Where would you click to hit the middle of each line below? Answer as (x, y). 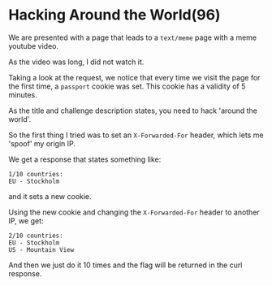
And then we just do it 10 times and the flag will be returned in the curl (125, 265)
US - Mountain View (41, 249)
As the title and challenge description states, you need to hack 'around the (133, 110)
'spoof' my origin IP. (42, 143)
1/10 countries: (36, 174)
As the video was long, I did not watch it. (76, 62)
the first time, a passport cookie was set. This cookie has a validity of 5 (127, 86)
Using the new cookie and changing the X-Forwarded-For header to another (134, 212)
